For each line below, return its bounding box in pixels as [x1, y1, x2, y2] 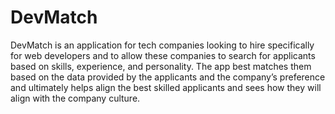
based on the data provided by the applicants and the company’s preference [10, 71, 326, 83]
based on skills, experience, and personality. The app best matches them [10, 60, 312, 72]
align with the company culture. [10, 92, 141, 104]
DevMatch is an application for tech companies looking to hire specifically [10, 39, 315, 51]
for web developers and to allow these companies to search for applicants [10, 49, 316, 61]
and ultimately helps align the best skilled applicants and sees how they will [10, 81, 322, 93]
